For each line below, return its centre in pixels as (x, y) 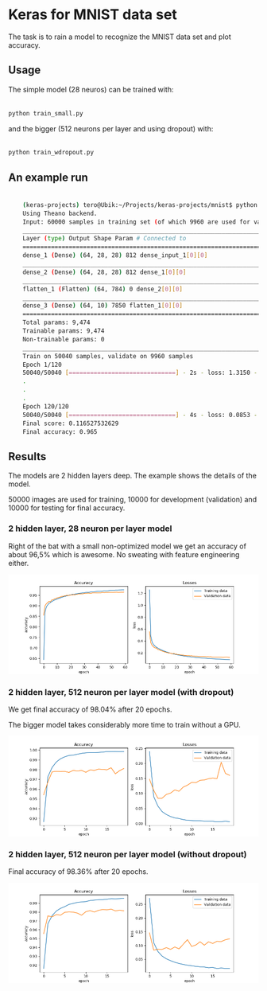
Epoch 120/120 (46, 406)
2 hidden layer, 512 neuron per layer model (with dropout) (121, 693)
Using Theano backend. (60, 213)
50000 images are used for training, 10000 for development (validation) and (132, 500)
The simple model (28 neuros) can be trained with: (91, 89)
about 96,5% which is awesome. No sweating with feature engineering (124, 554)
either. (19, 563)
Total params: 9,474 (56, 323)
